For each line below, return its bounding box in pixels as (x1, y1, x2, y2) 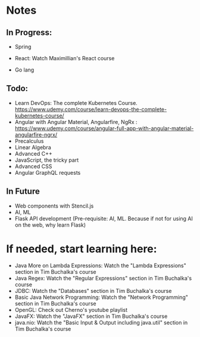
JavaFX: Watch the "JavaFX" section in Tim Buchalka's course (14, 313, 168, 320)
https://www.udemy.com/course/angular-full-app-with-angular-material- (14, 125, 194, 132)
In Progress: (6, 27, 52, 38)
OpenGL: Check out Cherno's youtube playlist (14, 306, 128, 313)
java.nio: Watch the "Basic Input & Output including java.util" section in (14, 319, 188, 326)
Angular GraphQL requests (14, 169, 81, 176)
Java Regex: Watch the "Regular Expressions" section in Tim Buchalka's (14, 274, 192, 282)
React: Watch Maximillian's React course (14, 55, 115, 61)
